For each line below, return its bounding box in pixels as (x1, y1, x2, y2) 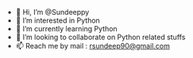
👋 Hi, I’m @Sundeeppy (15, 8, 90, 16)
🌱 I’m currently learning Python (15, 24, 118, 33)
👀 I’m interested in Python (15, 16, 101, 25)
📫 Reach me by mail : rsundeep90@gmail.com (15, 42, 171, 50)
